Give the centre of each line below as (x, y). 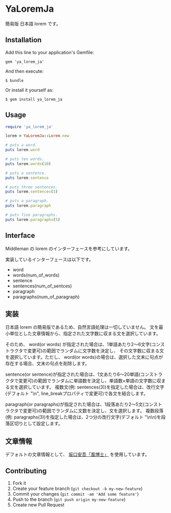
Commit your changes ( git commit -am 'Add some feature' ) (76, 494)
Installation (23, 40)
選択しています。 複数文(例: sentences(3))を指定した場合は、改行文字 (91, 387)
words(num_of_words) (36, 275)
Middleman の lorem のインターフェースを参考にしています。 (69, 249)
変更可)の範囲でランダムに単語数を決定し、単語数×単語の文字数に (88, 381)
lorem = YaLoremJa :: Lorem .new (37, 136)
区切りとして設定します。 (36, 424)
